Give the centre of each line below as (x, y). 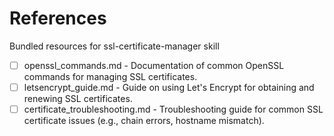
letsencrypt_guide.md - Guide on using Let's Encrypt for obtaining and (169, 87)
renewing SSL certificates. (78, 99)
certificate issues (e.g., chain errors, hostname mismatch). (144, 121)
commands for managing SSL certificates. (110, 76)
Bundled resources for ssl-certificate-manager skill (114, 46)
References (58, 18)
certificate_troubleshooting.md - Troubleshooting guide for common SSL (173, 109)
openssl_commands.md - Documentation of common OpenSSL (154, 65)
